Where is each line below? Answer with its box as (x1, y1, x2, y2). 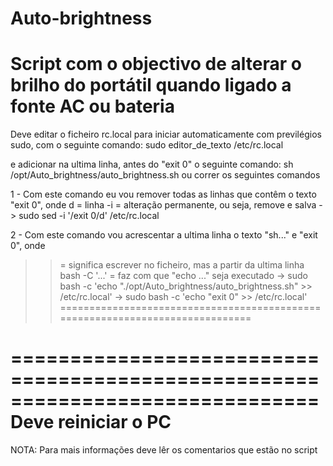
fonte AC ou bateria (10, 95, 175, 118)
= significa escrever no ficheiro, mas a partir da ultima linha (59, 259, 305, 271)
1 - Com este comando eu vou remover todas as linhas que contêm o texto (10, 188, 317, 201)
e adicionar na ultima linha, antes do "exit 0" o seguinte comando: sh (10, 158, 294, 171)
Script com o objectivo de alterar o (10, 53, 302, 76)
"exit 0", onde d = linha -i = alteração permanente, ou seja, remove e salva (10, 199, 317, 211)
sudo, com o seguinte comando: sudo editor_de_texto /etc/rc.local (10, 139, 284, 151)
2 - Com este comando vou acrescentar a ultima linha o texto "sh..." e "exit (10, 229, 318, 241)
